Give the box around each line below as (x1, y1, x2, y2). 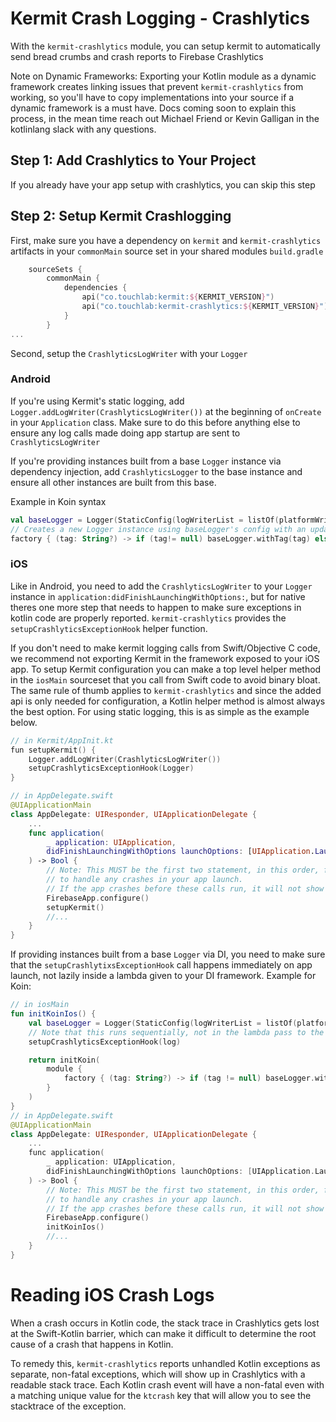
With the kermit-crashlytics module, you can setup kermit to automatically (10, 40, 321, 52)
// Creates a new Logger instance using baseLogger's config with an (10, 524, 307, 534)
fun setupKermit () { (10, 745, 97, 755)
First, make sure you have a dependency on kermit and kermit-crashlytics (10, 234, 322, 246)
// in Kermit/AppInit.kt (10, 735, 114, 746)
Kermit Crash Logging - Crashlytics (10, 7, 310, 30)
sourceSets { (28, 264, 83, 274)
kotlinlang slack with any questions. (10, 123, 157, 135)
